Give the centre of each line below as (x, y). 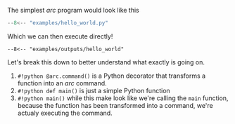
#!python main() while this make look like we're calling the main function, (123, 98)
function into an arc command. (62, 83)
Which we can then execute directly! (60, 36)
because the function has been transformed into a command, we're (115, 105)
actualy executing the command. (65, 113)
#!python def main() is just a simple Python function (94, 90)
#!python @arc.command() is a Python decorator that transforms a (112, 76)
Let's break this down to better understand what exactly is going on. (106, 62)
